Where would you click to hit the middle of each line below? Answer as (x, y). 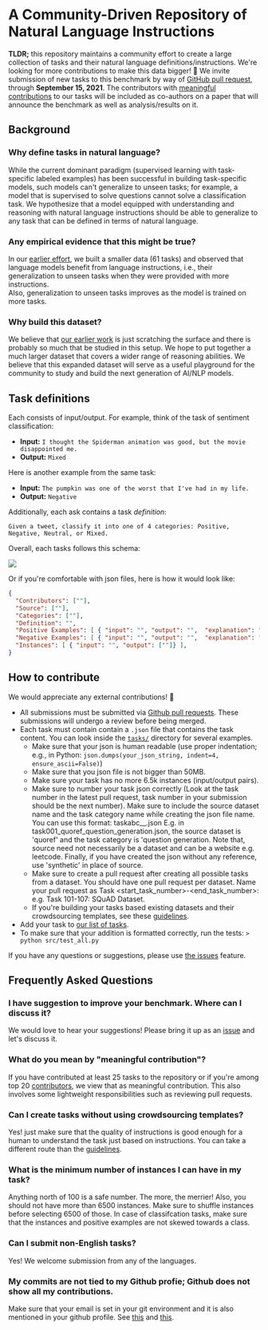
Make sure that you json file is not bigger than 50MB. (118, 771)
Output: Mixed (43, 457)
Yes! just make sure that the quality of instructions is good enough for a (126, 1132)
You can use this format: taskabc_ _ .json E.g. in (108, 822)
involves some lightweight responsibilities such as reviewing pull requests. (130, 1094)
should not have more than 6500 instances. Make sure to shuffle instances (131, 1205)
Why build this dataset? (55, 322)
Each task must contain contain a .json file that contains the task (126, 729)
